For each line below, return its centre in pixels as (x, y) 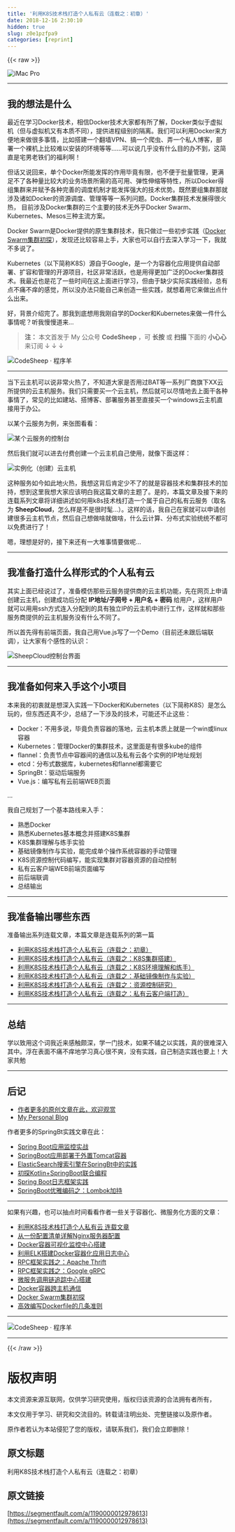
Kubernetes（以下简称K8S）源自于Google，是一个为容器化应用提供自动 (111, 263)
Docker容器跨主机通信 (49, 1288)
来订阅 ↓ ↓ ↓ (44, 345)
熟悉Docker (34, 825)
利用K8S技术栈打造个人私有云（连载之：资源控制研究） (97, 985)
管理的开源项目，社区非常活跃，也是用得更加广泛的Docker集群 (128, 272)
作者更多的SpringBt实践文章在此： (57, 1132)
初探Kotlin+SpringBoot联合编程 (62, 1173)
